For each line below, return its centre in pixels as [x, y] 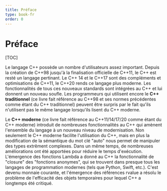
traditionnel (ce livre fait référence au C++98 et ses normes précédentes [81, 99]
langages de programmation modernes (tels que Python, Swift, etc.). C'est [82, 167]
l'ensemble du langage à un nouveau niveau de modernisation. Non [75, 130]
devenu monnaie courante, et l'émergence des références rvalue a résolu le [83, 172]
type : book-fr [20, 14]
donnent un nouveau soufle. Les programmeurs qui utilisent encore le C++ [82, 94]
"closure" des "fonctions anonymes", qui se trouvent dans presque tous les [82, 162]
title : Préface [21, 10]
